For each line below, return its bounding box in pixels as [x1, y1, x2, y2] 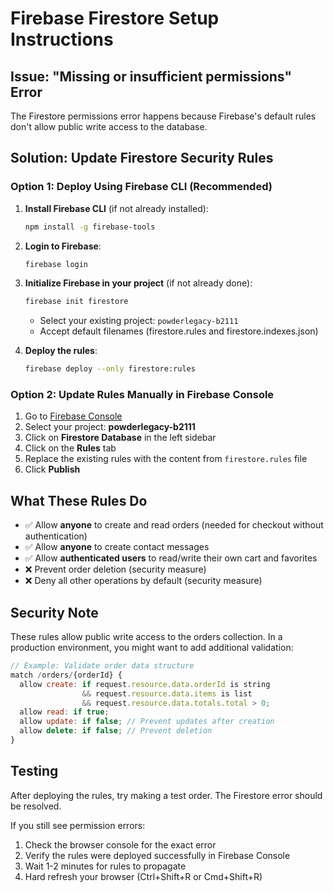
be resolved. [10, 800, 62, 812]
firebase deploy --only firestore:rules [24, 364, 196, 374]
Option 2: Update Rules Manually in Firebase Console [10, 388, 275, 402]
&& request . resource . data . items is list [81, 688, 253, 699]
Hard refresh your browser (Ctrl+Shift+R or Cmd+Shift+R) [24, 870, 263, 882]
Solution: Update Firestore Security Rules [10, 150, 274, 167]
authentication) [24, 530, 88, 542]
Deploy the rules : [24, 345, 98, 357]
